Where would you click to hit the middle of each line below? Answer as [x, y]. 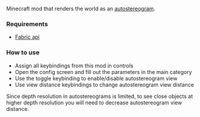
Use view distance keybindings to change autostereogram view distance [104, 84]
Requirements [27, 24]
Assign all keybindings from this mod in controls [74, 66]
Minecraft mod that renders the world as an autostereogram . [81, 9]
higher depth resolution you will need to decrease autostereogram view [94, 102]
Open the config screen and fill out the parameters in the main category [103, 72]
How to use [23, 53]
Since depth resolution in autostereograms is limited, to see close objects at [100, 96]
